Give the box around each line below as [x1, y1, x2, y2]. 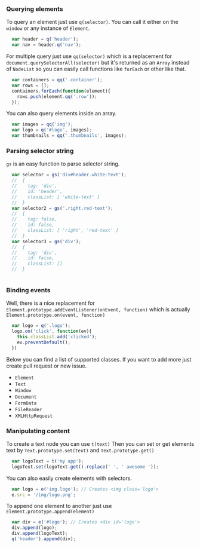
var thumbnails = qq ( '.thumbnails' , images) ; [11, 133, 127, 139]
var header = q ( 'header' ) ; [11, 36, 79, 42]
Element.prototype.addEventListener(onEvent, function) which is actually [6, 306, 190, 313]
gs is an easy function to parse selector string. [6, 160, 120, 167]
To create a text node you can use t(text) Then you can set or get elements [6, 440, 195, 447]
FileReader [14, 406, 42, 412]
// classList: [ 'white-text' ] [11, 194, 100, 200]
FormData [14, 400, 37, 406]
